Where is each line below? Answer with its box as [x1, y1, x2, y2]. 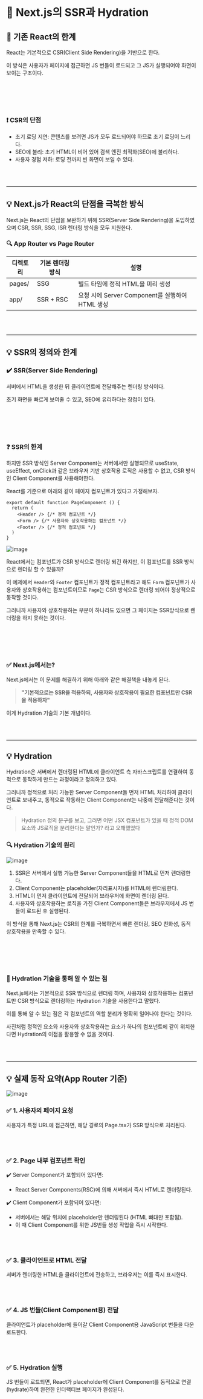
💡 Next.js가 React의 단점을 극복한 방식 [6, 199, 144, 209]
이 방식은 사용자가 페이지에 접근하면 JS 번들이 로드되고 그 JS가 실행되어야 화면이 [6, 62, 196, 69]
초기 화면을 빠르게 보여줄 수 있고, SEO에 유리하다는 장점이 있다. [6, 396, 155, 403]
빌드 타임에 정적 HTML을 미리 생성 [78, 280, 171, 288]
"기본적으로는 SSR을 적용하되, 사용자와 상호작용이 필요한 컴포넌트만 [21, 689, 180, 696]
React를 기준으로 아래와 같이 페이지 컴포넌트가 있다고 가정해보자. [6, 488, 159, 495]
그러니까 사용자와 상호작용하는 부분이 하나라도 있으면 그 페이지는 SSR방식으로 [6, 607, 189, 614]
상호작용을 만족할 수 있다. [6, 928, 66, 935]
